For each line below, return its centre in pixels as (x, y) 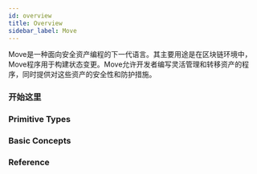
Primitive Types (39, 119)
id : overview (30, 16)
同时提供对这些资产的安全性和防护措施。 (89, 75)
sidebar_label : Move (43, 30)
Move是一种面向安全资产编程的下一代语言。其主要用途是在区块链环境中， (130, 55)
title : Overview (35, 23)
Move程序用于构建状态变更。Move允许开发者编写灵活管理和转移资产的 (125, 64)
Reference (29, 163)
